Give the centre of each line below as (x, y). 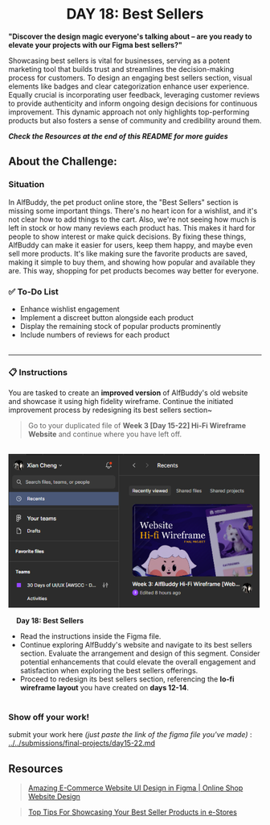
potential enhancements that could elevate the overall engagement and (137, 661)
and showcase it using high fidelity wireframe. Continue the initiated (121, 402)
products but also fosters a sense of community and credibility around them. (135, 120)
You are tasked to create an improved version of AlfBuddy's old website (128, 393)
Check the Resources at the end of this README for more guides (119, 136)
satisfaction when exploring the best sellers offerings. (109, 670)
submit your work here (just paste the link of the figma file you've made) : (130, 735)
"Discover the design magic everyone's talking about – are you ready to (130, 36)
